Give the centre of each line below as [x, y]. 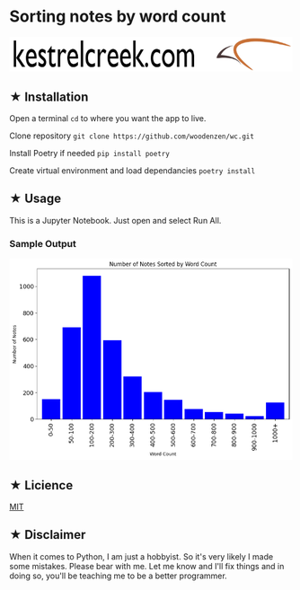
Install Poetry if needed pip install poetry [90, 154]
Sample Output [43, 243]
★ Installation [49, 97]
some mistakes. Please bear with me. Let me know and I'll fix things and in [147, 566]
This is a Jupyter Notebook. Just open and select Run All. [115, 220]
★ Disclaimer [48, 535]
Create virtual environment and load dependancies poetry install [132, 171]
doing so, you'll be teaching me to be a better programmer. [118, 576]
